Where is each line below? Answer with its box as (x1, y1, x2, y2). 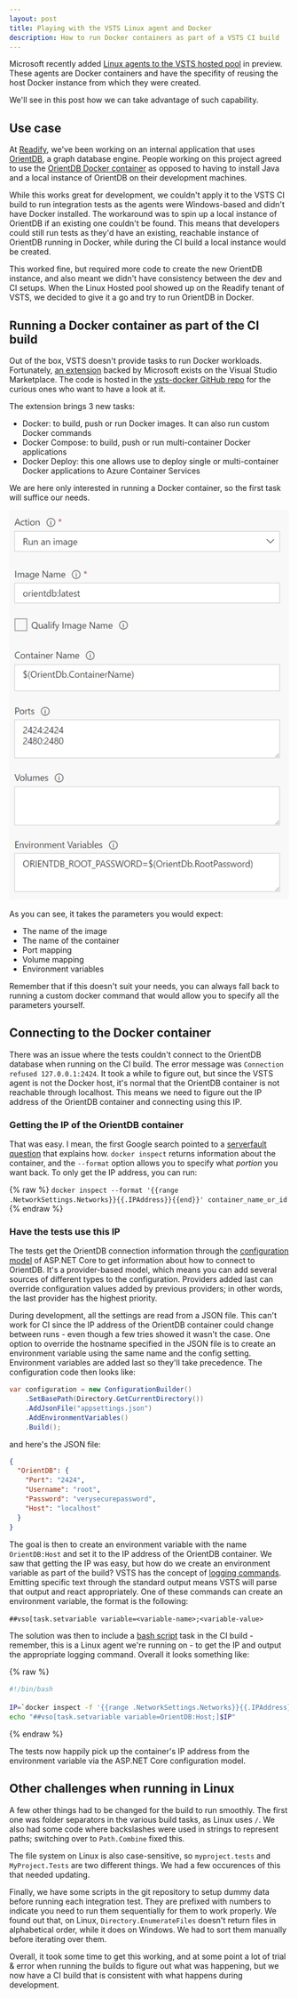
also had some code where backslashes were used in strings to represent (9, 1824, 279, 1834)
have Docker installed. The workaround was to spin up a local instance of (9, 209, 278, 220)
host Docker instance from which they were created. (9, 77, 201, 88)
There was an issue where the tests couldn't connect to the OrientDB (9, 1049, 262, 1060)
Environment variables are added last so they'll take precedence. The (9, 1358, 263, 1368)
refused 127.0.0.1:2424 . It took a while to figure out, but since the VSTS (9, 1068, 273, 1078)
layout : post (9, 14, 58, 23)
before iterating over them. (9, 1933, 107, 1944)
